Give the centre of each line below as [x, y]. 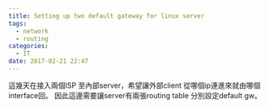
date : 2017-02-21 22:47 [49, 62]
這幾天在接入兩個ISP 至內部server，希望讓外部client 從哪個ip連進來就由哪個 [134, 85]
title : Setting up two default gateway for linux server [107, 16]
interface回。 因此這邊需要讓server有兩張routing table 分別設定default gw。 [135, 95]
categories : [28, 46]
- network [32, 31]
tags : [17, 24]
